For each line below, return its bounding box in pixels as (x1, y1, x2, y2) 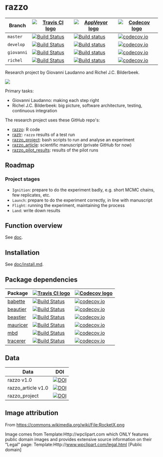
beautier (7, 306, 27, 313)
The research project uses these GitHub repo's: (5, 117, 100, 123)
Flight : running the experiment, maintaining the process (12, 202, 125, 208)
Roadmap (5, 161, 35, 169)
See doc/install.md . (5, 261, 44, 267)
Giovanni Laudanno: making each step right (12, 97, 99, 103)
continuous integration (12, 107, 57, 113)
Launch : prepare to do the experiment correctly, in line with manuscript (12, 197, 153, 203)
